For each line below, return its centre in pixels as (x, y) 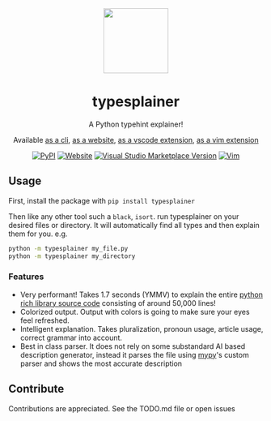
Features (26, 277)
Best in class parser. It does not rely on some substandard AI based (133, 346)
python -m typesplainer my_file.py (68, 248)
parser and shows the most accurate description (101, 363)
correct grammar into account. (71, 337)
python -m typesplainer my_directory (72, 256)
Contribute (36, 389)
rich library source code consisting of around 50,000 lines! (118, 303)
